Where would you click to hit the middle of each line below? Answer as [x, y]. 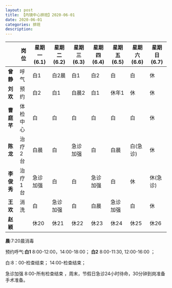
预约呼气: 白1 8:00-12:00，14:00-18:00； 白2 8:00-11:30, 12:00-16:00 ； [80, 252]
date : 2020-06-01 [24, 20]
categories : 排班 [23, 24]
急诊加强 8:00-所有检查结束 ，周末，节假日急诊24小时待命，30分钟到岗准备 [85, 274]
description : [19, 29]
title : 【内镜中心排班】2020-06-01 [40, 15]
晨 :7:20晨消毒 [20, 241]
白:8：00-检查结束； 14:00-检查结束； [46, 263]
